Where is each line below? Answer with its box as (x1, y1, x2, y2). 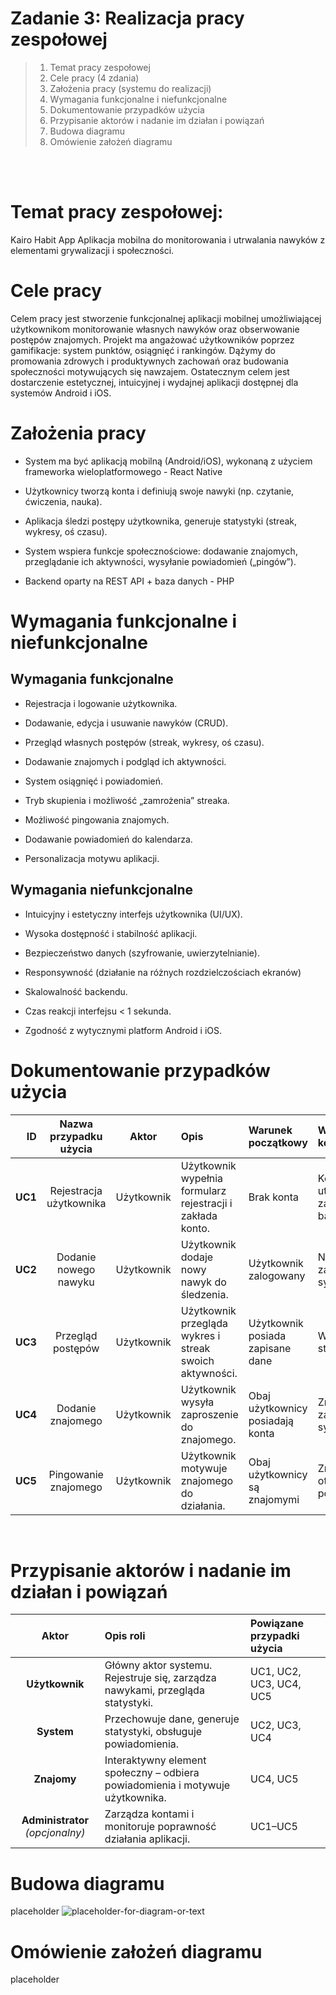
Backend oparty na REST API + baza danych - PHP (24, 575, 235, 587)
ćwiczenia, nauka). (24, 495, 103, 507)
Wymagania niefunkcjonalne (10, 882, 194, 899)
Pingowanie (48, 1467, 104, 1481)
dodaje (180, 1250, 214, 1264)
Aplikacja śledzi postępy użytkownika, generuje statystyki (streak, (24, 515, 298, 527)
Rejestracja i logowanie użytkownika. (24, 697, 178, 709)
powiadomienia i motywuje (104, 1778, 231, 1792)
